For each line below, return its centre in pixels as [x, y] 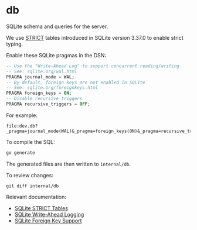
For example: [22, 115]
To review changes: [30, 175]
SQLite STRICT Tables [41, 208]
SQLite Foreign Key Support [48, 221]
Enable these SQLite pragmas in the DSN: [56, 55]
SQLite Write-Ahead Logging [49, 214]
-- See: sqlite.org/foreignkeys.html [52, 88]
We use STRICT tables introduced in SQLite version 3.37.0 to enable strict [95, 37]
